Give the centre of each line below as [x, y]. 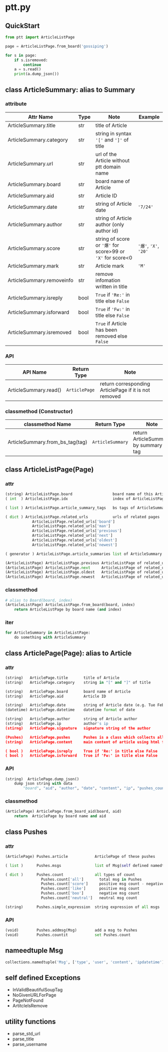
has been [106, 330]
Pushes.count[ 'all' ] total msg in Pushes [91, 879]
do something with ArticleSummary [50, 638]
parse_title [23, 1039]
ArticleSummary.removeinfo [40, 280]
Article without [112, 161]
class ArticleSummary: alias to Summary [70, 90]
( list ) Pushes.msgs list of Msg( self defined [77, 865]
